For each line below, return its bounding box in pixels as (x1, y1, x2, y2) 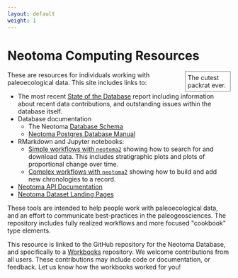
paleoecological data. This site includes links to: (7, 79, 147, 87)
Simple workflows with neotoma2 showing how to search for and (28, 145, 214, 153)
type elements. (7, 226, 51, 235)
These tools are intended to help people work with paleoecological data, (7, 204, 218, 213)
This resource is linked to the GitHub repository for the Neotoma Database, (7, 240, 226, 249)
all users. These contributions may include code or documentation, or (7, 255, 210, 264)
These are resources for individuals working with (7, 71, 150, 79)
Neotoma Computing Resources (7, 48, 200, 64)
